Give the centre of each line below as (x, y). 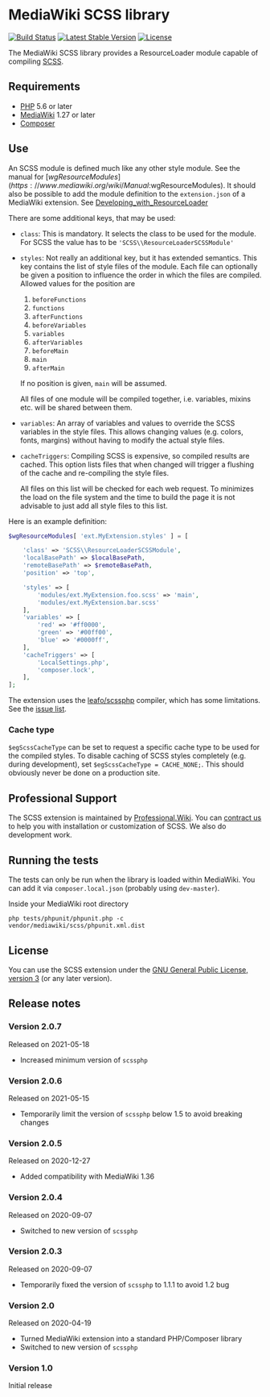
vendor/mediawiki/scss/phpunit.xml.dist (77, 926)
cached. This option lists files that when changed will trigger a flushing (137, 464)
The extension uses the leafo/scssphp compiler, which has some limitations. (135, 701)
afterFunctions (57, 317)
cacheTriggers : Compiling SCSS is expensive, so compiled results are (135, 455)
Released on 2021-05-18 (49, 1044)
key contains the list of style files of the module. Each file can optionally (139, 266)
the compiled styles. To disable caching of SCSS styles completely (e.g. (127, 756)
